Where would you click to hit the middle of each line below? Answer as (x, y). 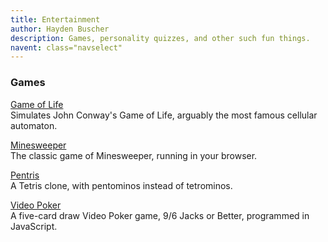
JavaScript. (34, 226)
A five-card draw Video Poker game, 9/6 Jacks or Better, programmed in (160, 215)
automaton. (34, 125)
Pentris (25, 175)
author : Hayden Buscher (60, 29)
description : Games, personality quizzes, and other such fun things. (160, 38)
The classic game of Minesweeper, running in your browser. (134, 155)
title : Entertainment (55, 19)
